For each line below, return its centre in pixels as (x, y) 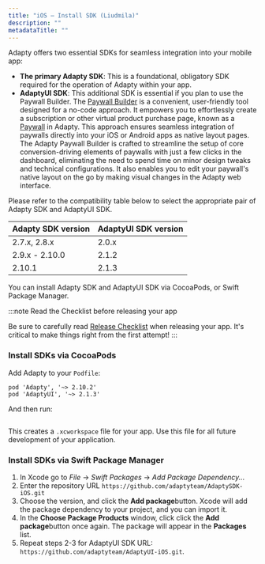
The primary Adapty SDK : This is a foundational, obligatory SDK (125, 77)
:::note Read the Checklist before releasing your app (93, 311)
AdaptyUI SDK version (140, 229)
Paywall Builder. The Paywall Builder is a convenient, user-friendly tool (134, 102)
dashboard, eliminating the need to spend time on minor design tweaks (135, 161)
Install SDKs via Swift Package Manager (86, 460)
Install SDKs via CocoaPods (62, 355)
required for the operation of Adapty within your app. (105, 85)
